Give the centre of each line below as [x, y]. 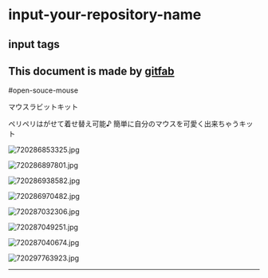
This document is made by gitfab [91, 71]
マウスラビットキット [43, 107]
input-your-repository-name [105, 15]
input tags [34, 44]
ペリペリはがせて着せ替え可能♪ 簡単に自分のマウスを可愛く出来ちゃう [124, 124]
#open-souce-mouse [43, 90]
